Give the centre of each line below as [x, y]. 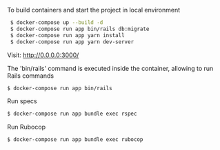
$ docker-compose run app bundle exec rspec [72, 114]
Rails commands [30, 76]
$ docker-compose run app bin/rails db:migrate [80, 29]
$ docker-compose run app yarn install [68, 35]
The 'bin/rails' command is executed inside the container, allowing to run [110, 68]
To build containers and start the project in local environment [94, 10]
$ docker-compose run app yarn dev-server [72, 42]
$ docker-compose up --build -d [57, 23]
